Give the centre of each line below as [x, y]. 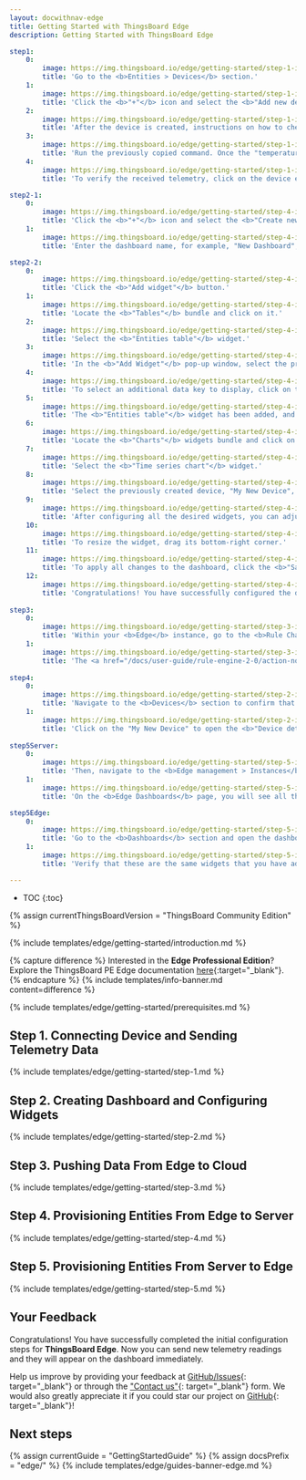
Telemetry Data [54, 1050]
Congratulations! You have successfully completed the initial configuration [149, 1339]
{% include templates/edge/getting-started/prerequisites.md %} [130, 1007]
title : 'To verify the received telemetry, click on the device [167, 179]
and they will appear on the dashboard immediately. [107, 1359]
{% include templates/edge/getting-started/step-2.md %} [117, 1137]
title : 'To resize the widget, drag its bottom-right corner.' [164, 542]
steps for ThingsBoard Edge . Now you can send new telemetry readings [146, 1349]
